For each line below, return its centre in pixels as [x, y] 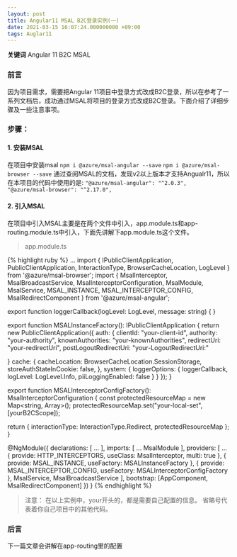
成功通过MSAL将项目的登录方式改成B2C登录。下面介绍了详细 [134, 101]
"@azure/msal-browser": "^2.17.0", [60, 190]
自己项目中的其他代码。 [77, 509]
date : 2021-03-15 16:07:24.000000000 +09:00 [74, 27]
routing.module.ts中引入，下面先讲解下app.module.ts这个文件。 [100, 232]
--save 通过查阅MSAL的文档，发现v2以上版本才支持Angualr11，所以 [131, 174]
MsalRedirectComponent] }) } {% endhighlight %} [80, 485]
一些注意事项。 [41, 109]
